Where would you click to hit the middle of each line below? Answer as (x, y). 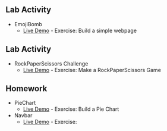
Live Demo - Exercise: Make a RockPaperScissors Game (92, 70)
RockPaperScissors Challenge (51, 63)
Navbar (23, 116)
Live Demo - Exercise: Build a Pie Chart (71, 109)
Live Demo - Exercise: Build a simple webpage (80, 30)
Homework (26, 89)
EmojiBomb (28, 24)
